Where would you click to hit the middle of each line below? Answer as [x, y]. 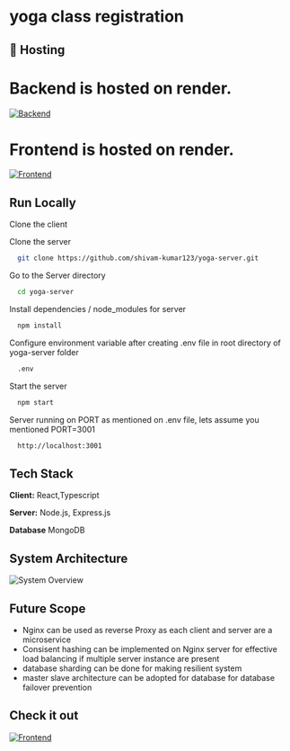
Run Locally [43, 203]
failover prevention [57, 687]
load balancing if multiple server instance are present [121, 658]
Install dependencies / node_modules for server [98, 309]
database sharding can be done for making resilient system [132, 668]
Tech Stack [41, 474]
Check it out [44, 715]
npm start [35, 402]
